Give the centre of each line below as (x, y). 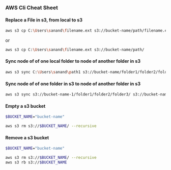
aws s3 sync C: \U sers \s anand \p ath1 (43, 72)
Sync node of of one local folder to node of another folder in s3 (73, 61)
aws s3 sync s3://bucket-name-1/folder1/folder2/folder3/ (68, 94)
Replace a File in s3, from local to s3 (44, 20)
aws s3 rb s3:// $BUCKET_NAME (36, 162)
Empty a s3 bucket (25, 106)
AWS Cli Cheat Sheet (32, 8)
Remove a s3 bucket (27, 137)
